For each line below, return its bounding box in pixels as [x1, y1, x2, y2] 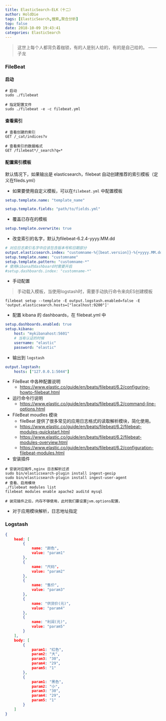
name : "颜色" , [31, 546, 59, 551]
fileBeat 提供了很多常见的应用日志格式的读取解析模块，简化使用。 [19, 418, 154, 424]
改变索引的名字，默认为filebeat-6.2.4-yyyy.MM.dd [12, 236, 115, 241]
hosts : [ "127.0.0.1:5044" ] [14, 369, 70, 374]
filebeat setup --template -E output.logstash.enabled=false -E [5, 298, 140, 303]
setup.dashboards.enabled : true [5, 322, 72, 327]
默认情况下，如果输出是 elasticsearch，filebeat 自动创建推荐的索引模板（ [5, 171, 154, 177]
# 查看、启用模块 [5, 481, 36, 485]
